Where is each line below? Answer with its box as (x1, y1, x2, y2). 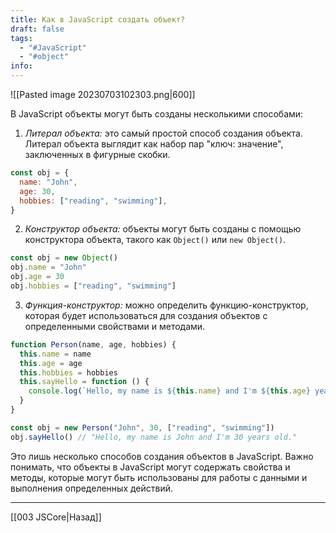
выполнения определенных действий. (10, 482, 174, 494)
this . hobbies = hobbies (19, 367, 118, 378)
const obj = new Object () (10, 253, 118, 263)
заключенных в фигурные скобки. (24, 149, 171, 160)
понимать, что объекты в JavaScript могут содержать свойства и (10, 461, 291, 473)
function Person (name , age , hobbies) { (10, 339, 177, 350)
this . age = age (19, 358, 83, 368)
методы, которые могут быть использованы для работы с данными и (10, 471, 308, 483)
